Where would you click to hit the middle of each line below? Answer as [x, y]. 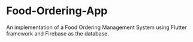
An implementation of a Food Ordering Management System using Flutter [96, 27]
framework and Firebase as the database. [58, 33]
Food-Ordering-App [57, 11]
